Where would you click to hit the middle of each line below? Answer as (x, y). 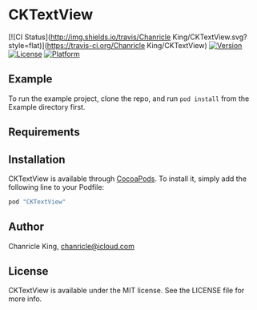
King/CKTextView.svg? (210, 37)
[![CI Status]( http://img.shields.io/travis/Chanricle (90, 37)
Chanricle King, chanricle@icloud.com (71, 246)
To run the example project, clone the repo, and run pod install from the (129, 99)
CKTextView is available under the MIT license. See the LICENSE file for (126, 291)
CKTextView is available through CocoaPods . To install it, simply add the (127, 179)
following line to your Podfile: (56, 187)
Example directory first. (47, 107)
